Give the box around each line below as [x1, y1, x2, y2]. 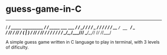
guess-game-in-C [5, 3, 82, 15]
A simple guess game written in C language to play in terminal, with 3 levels [5, 39, 160, 45]
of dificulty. [5, 44, 29, 50]
